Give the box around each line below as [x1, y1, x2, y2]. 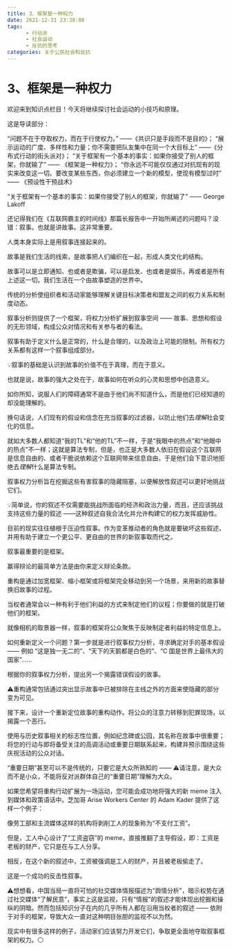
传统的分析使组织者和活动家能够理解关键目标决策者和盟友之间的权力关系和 [7, 290, 219, 298]
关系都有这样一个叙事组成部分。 [7, 345, 98, 354]
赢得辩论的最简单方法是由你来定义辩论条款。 [7, 562, 135, 570]
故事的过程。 [19, 585, 56, 594]
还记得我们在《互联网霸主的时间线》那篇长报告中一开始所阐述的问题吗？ [7, 214, 213, 222]
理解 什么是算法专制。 [19, 462, 80, 471]
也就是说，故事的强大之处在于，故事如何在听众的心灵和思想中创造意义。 [7, 375, 213, 383]
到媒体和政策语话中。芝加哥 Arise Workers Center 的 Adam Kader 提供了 [7, 795, 213, 803]
